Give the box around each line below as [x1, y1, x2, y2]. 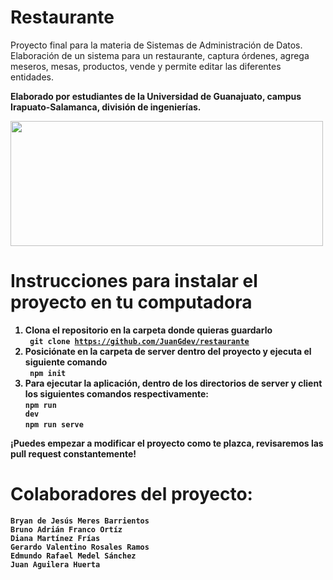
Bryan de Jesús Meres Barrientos [10, 516, 150, 526]
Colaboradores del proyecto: [10, 483, 253, 506]
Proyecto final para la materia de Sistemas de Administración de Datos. [10, 39, 303, 51]
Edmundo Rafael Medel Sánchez [10, 551, 137, 561]
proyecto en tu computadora [10, 291, 253, 314]
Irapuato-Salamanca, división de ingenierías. [10, 101, 202, 113]
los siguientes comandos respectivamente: [24, 387, 209, 400]
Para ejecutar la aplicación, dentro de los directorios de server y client [24, 377, 323, 389]
